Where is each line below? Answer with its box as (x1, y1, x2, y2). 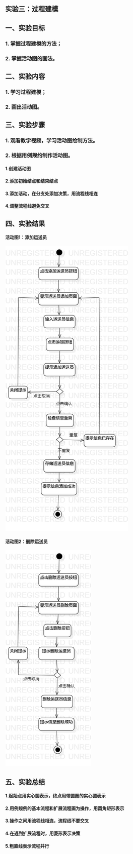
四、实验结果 (5, 219, 45, 228)
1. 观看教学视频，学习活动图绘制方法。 (5, 137, 98, 144)
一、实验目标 (5, 23, 45, 32)
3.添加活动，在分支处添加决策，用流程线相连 (5, 190, 98, 197)
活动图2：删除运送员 (5, 538, 48, 545)
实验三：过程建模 (5, 5, 58, 14)
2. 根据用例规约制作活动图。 (5, 152, 74, 159)
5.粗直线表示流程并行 (5, 843, 49, 849)
